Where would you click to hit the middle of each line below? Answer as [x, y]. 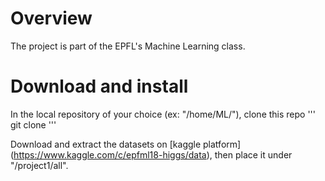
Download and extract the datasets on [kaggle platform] [126, 144]
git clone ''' [33, 124]
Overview [51, 18]
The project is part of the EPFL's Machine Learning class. [128, 46]
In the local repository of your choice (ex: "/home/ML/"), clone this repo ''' [163, 114]
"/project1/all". [39, 165]
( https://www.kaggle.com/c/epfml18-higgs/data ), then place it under [151, 154]
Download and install [99, 86]
